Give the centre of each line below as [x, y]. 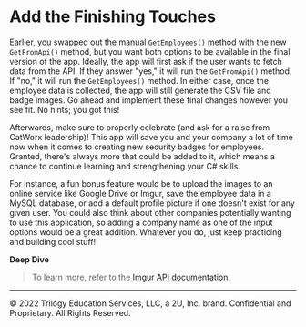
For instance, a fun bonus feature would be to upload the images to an [141, 183]
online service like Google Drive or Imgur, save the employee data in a [140, 193]
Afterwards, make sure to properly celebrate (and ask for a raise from [140, 127]
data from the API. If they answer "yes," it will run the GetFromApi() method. [151, 71]
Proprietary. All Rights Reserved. [70, 312]
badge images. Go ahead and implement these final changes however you [149, 100]
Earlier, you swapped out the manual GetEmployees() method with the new [148, 42]
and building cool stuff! [53, 241]
